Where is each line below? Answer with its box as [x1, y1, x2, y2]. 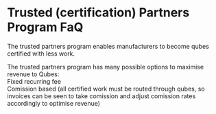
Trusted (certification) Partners [7, 5, 190, 21]
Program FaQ [7, 19, 84, 35]
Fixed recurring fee [7, 77, 62, 85]
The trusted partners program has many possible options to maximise [7, 62, 204, 71]
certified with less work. [7, 49, 75, 58]
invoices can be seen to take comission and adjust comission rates [7, 91, 196, 100]
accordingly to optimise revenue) [7, 99, 101, 107]
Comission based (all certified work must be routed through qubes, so [7, 84, 205, 93]
